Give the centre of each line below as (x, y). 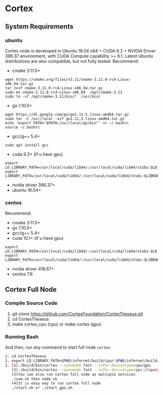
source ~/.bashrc (23, 127)
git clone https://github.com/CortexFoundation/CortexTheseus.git (77, 314)
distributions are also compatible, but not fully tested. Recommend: (72, 61)
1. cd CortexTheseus (26, 356)
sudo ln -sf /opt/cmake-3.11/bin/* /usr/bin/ (53, 96)
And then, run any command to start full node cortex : (58, 347)
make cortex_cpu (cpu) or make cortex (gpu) (57, 324)
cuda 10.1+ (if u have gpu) (38, 238)
